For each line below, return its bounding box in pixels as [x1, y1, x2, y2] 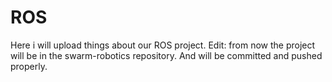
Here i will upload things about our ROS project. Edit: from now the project [10, 39, 316, 51]
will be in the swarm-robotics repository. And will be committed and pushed [10, 49, 323, 61]
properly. [10, 60, 48, 72]
